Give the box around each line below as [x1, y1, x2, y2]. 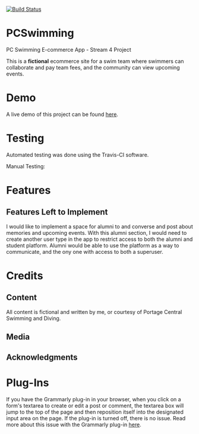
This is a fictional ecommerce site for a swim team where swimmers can [6, 57, 184, 65]
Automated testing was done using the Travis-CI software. [6, 151, 149, 158]
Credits [6, 269, 43, 282]
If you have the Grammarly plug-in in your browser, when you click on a [6, 395, 181, 402]
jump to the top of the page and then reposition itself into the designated [6, 408, 184, 416]
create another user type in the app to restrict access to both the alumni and [6, 235, 193, 243]
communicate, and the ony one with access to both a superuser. [6, 248, 163, 255]
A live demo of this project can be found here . [6, 111, 119, 118]
